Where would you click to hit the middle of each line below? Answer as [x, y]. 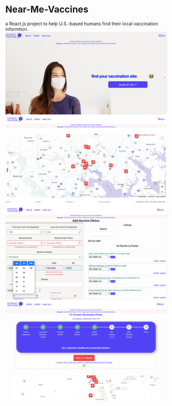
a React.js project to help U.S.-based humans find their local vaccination [82, 24]
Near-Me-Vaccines [47, 9]
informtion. [17, 29]
